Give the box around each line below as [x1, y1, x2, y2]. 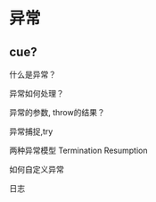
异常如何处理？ [9, 88, 64, 98]
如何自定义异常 [9, 164, 64, 174]
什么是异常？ [9, 69, 56, 80]
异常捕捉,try [9, 126, 53, 137]
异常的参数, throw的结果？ [9, 107, 105, 117]
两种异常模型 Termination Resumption [9, 145, 149, 156]
